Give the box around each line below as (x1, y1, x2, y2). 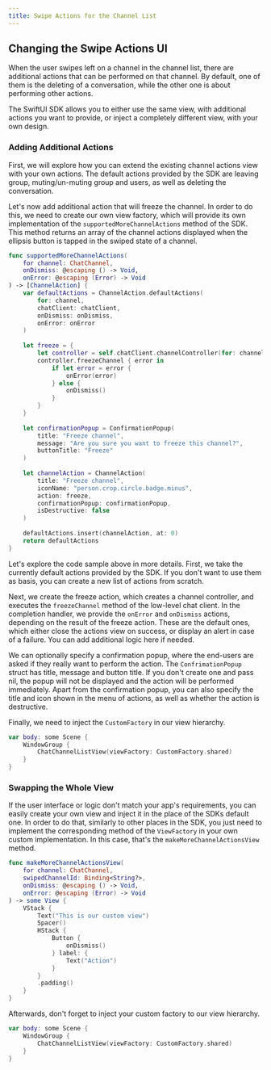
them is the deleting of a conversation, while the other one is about (8, 80, 231, 90)
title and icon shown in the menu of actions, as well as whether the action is (8, 693, 260, 703)
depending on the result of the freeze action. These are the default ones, (8, 617, 251, 627)
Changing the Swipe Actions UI (8, 42, 168, 56)
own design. (8, 122, 50, 132)
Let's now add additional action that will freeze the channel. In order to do (8, 201, 253, 211)
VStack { (23, 904, 52, 913)
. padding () (37, 979, 74, 988)
